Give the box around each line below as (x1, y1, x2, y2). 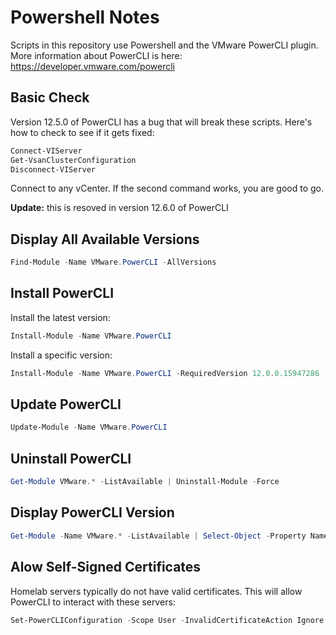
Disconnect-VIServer (10, 164, 97, 175)
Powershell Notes (10, 6, 160, 29)
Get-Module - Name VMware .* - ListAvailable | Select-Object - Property (10, 531, 307, 541)
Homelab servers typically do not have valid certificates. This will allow (10, 585, 303, 597)
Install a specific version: (10, 349, 113, 361)
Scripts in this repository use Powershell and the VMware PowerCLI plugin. (10, 39, 319, 51)
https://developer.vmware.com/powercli (10, 60, 175, 72)
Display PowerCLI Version (10, 504, 175, 521)
